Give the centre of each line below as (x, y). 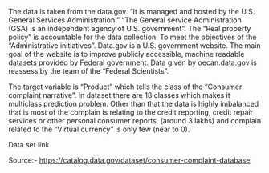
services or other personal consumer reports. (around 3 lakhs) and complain (135, 121)
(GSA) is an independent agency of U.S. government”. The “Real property (130, 28)
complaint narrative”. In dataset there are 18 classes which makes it (119, 95)
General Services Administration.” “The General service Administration (125, 20)
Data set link (29, 145)
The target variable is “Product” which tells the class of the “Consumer (125, 86)
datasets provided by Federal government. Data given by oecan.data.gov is (132, 62)
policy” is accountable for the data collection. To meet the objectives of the (132, 37)
